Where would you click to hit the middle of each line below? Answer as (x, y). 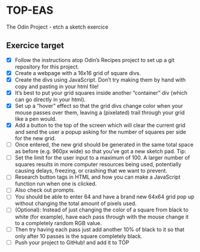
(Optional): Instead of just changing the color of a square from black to (101, 210)
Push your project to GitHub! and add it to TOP (72, 242)
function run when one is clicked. (56, 184)
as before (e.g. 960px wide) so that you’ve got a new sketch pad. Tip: (100, 151)
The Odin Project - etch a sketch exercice (57, 27)
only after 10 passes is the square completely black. (79, 236)
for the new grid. (35, 138)
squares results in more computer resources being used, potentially (98, 164)
